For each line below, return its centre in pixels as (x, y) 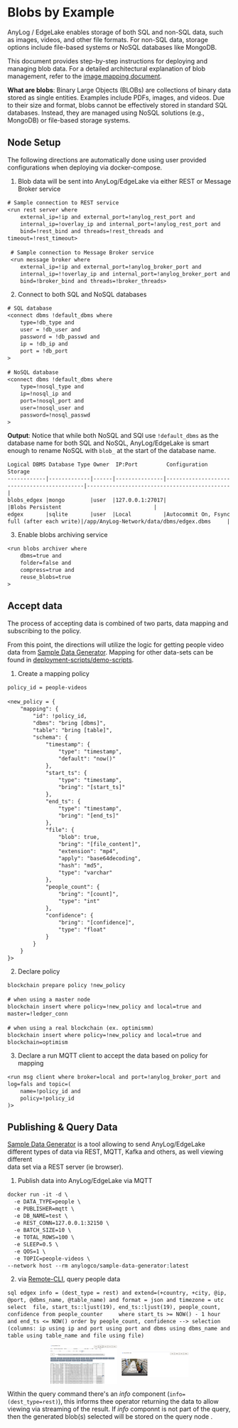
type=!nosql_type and (52, 386)
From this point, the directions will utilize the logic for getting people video (116, 645)
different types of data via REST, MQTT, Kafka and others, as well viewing (115, 1152)
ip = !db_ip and (44, 344)
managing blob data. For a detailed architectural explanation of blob (107, 68)
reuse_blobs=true (46, 577)
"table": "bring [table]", (73, 730)
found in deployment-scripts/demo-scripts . (71, 660)
